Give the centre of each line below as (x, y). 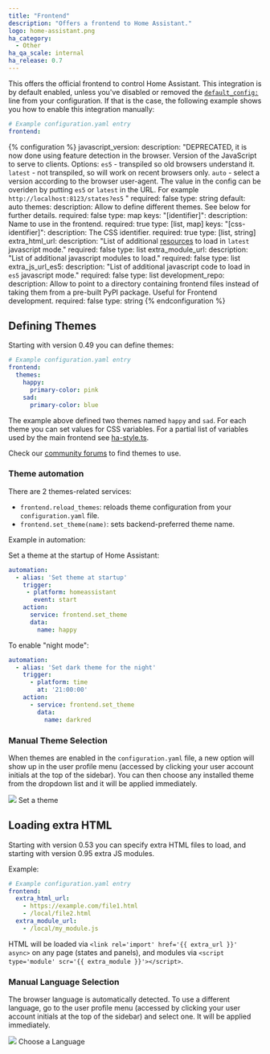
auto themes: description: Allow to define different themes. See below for (129, 207)
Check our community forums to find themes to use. (95, 453)
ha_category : (30, 38)
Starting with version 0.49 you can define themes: (91, 345)
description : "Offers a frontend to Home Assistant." (100, 23)
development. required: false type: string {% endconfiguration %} (117, 301)
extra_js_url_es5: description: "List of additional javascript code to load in (129, 266)
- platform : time (59, 682)
